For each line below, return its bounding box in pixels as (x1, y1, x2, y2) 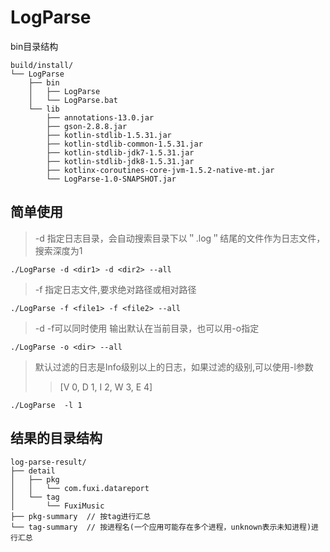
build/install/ (10, 60, 74, 70)
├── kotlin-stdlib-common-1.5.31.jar (46, 139, 203, 149)
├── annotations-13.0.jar (46, 112, 155, 123)
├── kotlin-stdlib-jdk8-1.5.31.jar (46, 156, 195, 166)
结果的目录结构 (10, 430, 103, 447)
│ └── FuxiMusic (10, 501, 105, 511)
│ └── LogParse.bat (28, 95, 118, 105)
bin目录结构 (10, 40, 59, 52)
